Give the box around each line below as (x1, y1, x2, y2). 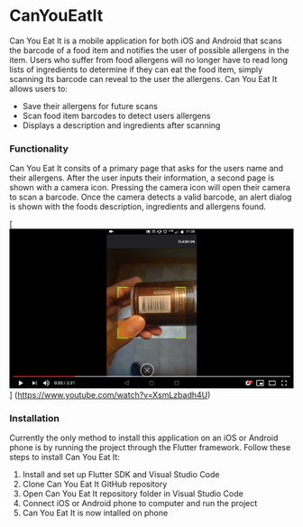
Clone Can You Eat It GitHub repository (22, 479, 168, 490)
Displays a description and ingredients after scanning (22, 119, 221, 131)
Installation (9, 411, 60, 424)
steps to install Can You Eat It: (9, 452, 120, 463)
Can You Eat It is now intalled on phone (22, 507, 169, 519)
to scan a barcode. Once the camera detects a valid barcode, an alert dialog (9, 191, 292, 203)
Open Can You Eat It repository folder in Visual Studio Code (22, 488, 243, 499)
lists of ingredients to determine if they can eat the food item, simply (9, 64, 263, 75)
